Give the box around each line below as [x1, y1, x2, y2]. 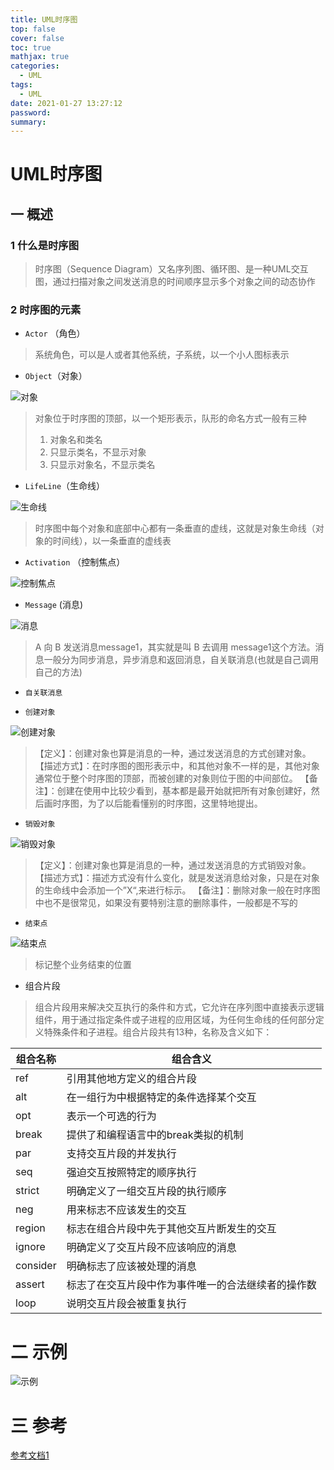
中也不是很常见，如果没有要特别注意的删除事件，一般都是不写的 [34, 897, 298, 909]
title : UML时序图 [10, 14, 78, 25]
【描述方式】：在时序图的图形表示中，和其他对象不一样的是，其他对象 [34, 760, 320, 772]
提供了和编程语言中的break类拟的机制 [66, 1128, 244, 1142]
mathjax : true [10, 52, 70, 62]
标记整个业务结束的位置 [34, 959, 132, 971]
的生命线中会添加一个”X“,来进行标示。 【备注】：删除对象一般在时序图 [34, 884, 321, 896]
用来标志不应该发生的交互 [66, 1203, 187, 1217]
